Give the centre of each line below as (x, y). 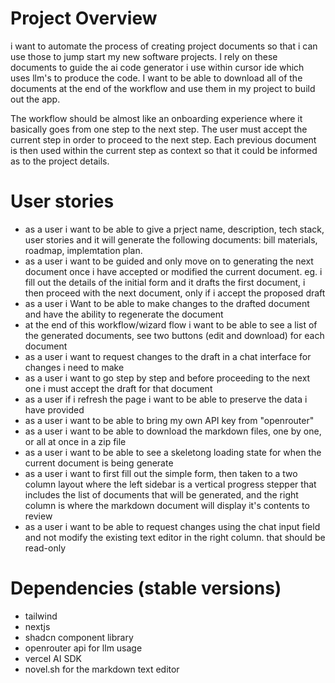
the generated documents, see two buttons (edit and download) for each (174, 335)
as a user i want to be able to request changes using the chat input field (172, 526)
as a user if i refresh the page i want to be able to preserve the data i (166, 399)
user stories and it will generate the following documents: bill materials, (171, 239)
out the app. (35, 99)
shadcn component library (79, 637)
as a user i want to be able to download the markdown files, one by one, (173, 431)
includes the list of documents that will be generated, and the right (161, 494)
